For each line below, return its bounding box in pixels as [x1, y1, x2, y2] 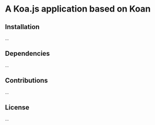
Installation [5, 23, 40, 31]
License [5, 103, 30, 112]
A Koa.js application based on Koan [5, 3, 151, 15]
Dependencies [5, 49, 50, 58]
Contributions [5, 77, 48, 85]
